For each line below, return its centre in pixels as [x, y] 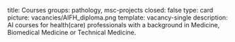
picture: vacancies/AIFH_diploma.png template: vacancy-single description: [117, 17]
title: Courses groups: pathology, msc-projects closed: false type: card [110, 10]
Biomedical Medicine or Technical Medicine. [72, 32]
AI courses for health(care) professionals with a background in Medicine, [114, 25]
